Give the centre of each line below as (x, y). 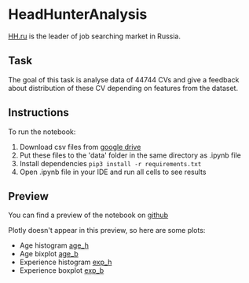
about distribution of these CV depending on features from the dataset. (123, 88)
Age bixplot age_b (49, 254)
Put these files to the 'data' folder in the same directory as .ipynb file (130, 155)
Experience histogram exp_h (66, 262)
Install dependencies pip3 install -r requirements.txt (110, 163)
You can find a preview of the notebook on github (88, 215)
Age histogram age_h (54, 245)
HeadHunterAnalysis (78, 15)
